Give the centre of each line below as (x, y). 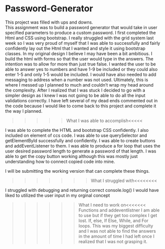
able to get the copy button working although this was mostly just (71, 156)
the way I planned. (24, 111)
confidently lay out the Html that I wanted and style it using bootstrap (75, 48)
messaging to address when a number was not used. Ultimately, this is (77, 80)
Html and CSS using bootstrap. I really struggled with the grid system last (80, 38)
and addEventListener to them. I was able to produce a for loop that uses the (83, 146)
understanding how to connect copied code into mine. (60, 161)
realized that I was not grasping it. (113, 241)
